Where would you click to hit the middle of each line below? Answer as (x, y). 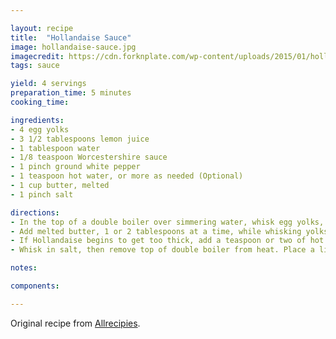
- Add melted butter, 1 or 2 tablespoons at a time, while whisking (156, 231)
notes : (24, 268)
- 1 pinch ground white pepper (75, 167)
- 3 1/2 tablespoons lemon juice (80, 139)
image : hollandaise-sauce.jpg (73, 47)
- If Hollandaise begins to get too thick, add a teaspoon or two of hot (167, 241)
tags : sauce (35, 66)
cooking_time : (40, 102)
